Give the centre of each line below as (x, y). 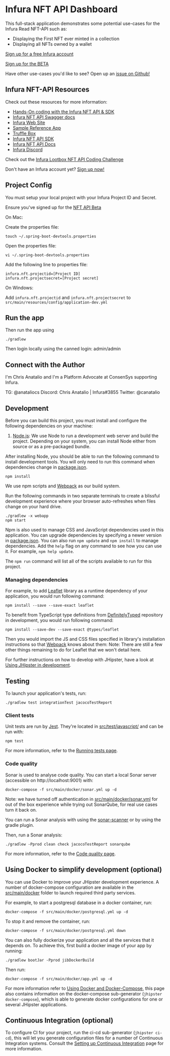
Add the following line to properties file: (46, 264)
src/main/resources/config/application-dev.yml (57, 302)
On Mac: (14, 217)
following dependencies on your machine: (49, 426)
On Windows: (19, 288)
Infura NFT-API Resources (47, 90)
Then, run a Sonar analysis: (34, 835)
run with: (14, 732)
